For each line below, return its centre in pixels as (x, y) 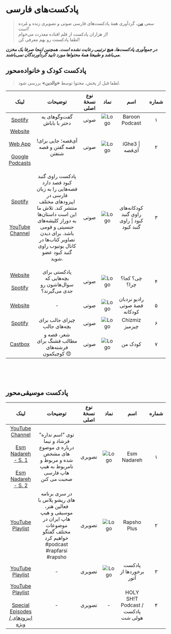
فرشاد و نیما (57, 441)
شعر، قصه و (57, 334)
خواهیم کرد (57, 538)
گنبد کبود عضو (57, 252)
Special (21, 605)
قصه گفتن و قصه (57, 147)
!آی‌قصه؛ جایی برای (57, 140)
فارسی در (57, 195)
